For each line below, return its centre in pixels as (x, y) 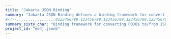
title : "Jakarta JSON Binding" (38, 10)
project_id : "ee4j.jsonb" (33, 29)
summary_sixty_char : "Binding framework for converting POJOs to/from (82, 24)
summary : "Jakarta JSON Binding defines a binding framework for (76, 15)
